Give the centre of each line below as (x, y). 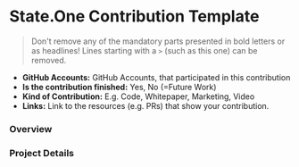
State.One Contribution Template (134, 17)
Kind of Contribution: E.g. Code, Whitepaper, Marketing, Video (138, 96)
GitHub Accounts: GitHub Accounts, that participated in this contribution (156, 77)
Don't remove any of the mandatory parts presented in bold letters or (158, 41)
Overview (31, 129)
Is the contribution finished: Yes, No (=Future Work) (119, 87)
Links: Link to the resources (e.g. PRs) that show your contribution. (145, 105)
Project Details (42, 153)
